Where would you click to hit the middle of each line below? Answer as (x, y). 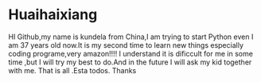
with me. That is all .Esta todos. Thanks (72, 70)
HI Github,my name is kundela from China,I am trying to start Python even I (131, 37)
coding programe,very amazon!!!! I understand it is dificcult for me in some (130, 53)
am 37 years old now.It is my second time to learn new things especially (126, 45)
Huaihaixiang (53, 15)
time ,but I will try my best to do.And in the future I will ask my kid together (130, 62)
